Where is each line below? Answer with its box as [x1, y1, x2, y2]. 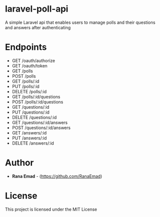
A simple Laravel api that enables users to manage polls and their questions [5, 19, 156, 25]
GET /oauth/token [12, 63, 47, 68]
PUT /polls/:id [12, 83, 40, 89]
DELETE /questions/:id [12, 114, 57, 120]
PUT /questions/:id [12, 109, 50, 115]
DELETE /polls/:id [12, 88, 47, 94]
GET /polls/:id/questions [12, 94, 60, 100]
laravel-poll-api [5, 3, 69, 15]
